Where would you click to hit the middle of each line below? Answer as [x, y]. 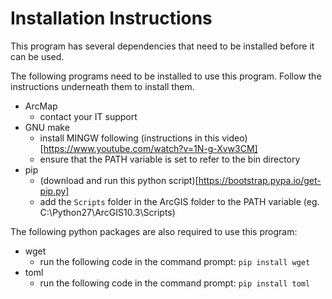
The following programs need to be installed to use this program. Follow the [166, 76]
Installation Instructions [111, 18]
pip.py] [54, 191]
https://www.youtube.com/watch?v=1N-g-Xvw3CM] [150, 148]
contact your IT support [88, 116]
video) [234, 138]
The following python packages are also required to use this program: [154, 231]
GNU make [47, 127]
